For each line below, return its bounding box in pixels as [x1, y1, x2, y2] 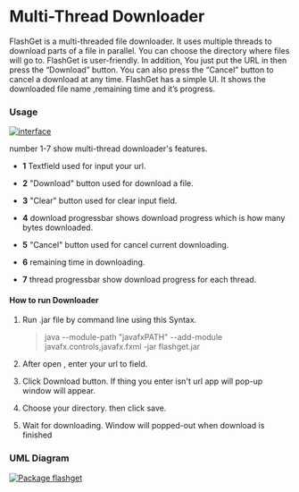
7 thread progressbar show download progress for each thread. [21, 275, 257, 285]
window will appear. [21, 386, 96, 396]
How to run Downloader [9, 294, 100, 305]
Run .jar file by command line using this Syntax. [21, 315, 197, 326]
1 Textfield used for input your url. [21, 161, 146, 172]
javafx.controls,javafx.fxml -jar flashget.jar [44, 342, 201, 352]
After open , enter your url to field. [21, 359, 148, 369]
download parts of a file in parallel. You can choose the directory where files [9, 45, 290, 55]
